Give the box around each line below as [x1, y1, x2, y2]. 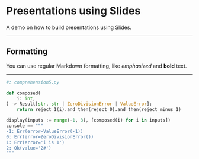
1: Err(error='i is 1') [6, 139, 65, 145]
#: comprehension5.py [6, 79, 60, 85]
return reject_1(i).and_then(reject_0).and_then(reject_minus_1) [17, 107, 182, 113]
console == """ [6, 123, 44, 129]
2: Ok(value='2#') [6, 145, 52, 151]
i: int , [17, 96, 36, 101]
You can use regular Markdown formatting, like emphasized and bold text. [6, 62, 187, 69]
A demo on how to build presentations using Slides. [6, 24, 132, 31]
